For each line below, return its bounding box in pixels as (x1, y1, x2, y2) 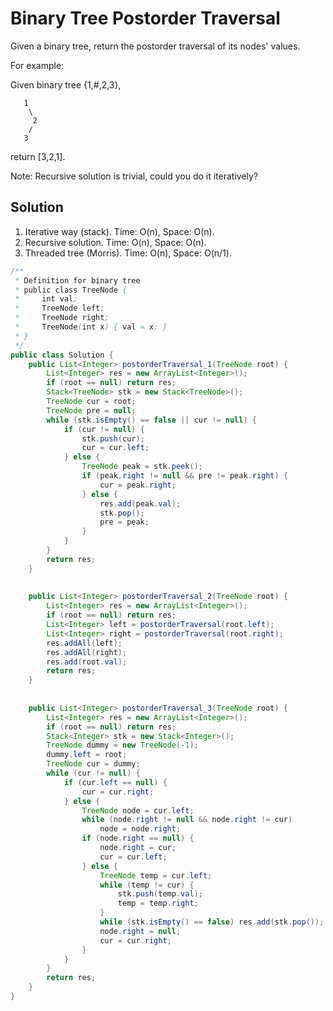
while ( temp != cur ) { (99, 880, 195, 890)
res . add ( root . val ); (46, 657, 128, 667)
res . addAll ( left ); (46, 638, 123, 648)
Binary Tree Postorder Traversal (10, 7, 281, 30)
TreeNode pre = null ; (46, 405, 137, 416)
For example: (10, 59, 65, 71)
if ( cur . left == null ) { (63, 777, 168, 787)
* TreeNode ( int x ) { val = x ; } (14, 322, 168, 332)
